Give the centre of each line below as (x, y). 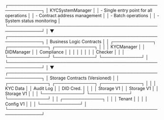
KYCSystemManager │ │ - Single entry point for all (101, 10)
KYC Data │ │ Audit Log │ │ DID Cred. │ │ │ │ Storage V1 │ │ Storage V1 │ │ (82, 88)
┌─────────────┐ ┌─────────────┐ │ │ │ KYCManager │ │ (75, 47)
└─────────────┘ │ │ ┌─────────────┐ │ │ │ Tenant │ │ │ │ (77, 99)
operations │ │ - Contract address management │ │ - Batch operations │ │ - (82, 15)
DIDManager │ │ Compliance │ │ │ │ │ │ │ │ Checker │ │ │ (65, 52)
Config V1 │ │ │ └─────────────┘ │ (46, 104)
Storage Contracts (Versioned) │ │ (84, 78)
